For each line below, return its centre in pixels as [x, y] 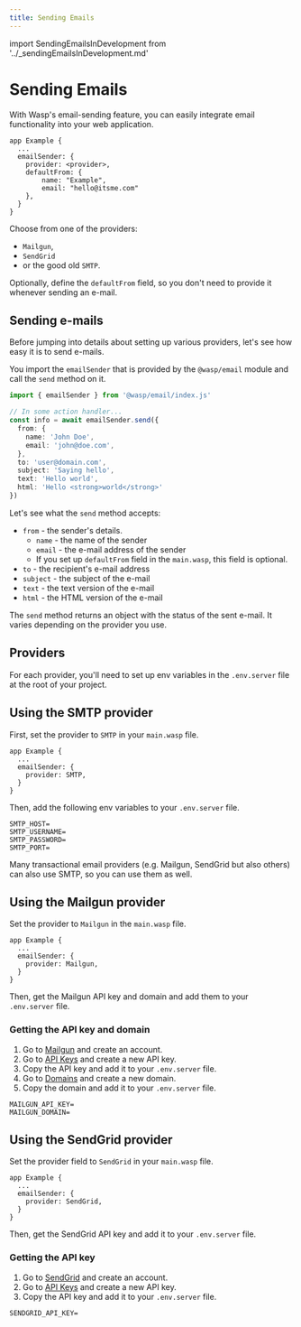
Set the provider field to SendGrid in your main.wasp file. [111, 1162]
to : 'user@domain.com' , [62, 462]
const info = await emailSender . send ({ [84, 421]
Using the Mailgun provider [87, 902]
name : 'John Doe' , [60, 437]
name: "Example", [74, 180]
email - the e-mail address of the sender [111, 549]
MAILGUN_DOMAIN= [40, 1112]
